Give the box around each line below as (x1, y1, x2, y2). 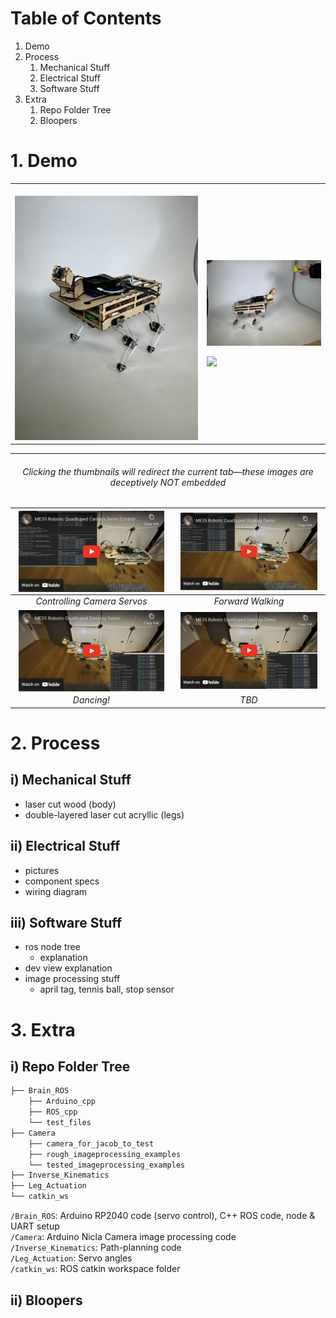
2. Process (10, 732, 101, 755)
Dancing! (72, 694, 111, 706)
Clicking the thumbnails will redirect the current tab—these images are (22, 465, 314, 477)
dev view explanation (24, 962, 113, 974)
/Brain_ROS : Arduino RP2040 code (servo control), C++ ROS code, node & (10, 1210, 316, 1222)
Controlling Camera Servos (35, 595, 148, 607)
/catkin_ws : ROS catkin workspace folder (10, 1263, 181, 1275)
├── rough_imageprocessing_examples (28, 1149, 182, 1159)
